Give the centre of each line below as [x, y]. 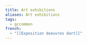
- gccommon [21, 24]
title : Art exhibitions [30, 10]
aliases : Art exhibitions [32, 15]
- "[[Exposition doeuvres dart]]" [46, 33]
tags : [11, 19]
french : [13, 29]
